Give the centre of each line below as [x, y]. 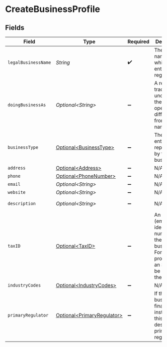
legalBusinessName [29, 63]
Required [138, 42]
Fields [15, 28]
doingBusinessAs [27, 105]
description [22, 203]
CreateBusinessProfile [53, 9]
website [17, 192]
